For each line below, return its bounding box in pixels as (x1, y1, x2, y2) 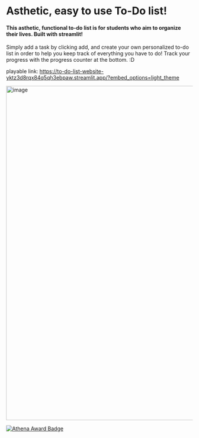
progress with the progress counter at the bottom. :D (6, 56, 135, 64)
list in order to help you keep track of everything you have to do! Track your (6, 50, 191, 57)
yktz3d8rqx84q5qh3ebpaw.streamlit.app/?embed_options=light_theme (6, 74, 179, 81)
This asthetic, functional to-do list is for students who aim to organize (6, 24, 181, 31)
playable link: (6, 68, 38, 75)
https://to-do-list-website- (39, 68, 104, 75)
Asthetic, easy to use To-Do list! (6, 4, 168, 18)
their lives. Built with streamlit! (6, 30, 83, 37)
